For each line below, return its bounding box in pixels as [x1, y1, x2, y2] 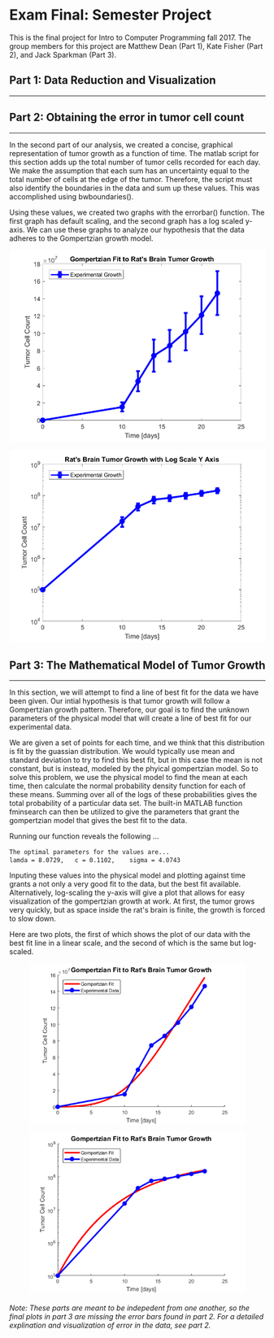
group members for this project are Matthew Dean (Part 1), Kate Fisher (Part [9, 41, 263, 50]
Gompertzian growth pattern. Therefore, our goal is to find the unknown [9, 705, 250, 715]
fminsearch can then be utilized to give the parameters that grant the [9, 807, 240, 817]
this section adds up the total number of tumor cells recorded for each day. [9, 157, 261, 167]
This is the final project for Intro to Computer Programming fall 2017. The [9, 33, 251, 42]
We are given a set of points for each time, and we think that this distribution [9, 738, 265, 747]
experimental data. [9, 722, 72, 732]
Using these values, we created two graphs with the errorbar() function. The [9, 207, 265, 217]
